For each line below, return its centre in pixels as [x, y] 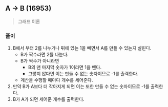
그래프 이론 [29, 21]
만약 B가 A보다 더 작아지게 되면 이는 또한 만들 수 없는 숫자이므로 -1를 [81, 87]
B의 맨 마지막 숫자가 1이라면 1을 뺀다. [65, 67]
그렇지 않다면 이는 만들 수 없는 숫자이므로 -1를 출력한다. [83, 74]
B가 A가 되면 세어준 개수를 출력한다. [48, 99]
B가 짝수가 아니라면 [40, 61]
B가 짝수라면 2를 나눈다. [45, 55]
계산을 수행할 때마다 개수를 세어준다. [57, 80]
